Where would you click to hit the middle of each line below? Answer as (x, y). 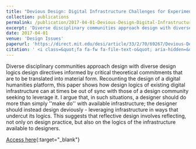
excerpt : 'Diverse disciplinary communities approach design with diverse (99, 28)
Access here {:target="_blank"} (43, 139)
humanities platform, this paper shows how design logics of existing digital (96, 85)
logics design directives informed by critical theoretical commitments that (94, 72)
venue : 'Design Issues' (35, 39)
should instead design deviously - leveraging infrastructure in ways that (92, 109)
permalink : (19, 22)
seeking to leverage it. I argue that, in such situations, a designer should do (96, 97)
